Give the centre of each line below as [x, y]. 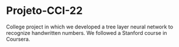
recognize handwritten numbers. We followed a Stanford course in [87, 32]
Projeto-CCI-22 [44, 11]
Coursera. [18, 39]
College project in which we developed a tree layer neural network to [90, 27]
